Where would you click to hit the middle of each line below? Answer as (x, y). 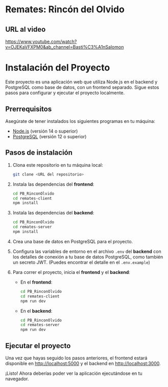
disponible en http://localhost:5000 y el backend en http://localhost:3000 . (83, 363)
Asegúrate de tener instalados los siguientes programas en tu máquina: (80, 121)
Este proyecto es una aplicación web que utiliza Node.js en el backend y (81, 82)
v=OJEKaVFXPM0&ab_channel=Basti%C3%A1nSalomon (65, 47)
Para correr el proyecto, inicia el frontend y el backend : (71, 272)
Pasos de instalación (39, 153)
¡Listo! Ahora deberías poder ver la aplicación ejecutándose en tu (74, 373)
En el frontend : (36, 282)
